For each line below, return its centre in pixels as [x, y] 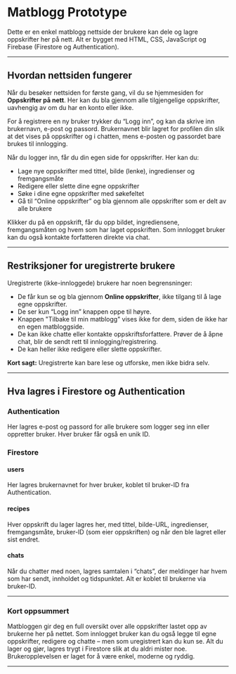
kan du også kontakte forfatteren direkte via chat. [79, 237]
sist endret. [24, 539]
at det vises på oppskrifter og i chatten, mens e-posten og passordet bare [114, 136]
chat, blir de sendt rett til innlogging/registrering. [87, 341]
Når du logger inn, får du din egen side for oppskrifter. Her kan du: [103, 157]
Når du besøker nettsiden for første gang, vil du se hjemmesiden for [105, 92]
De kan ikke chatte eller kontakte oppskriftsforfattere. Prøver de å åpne [120, 334]
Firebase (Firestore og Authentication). [63, 47]
